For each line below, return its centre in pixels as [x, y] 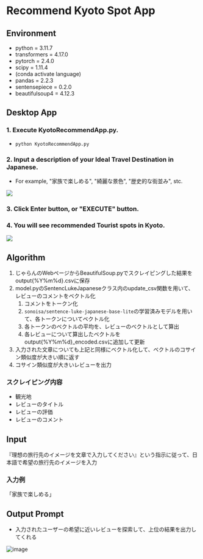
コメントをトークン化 [51, 304]
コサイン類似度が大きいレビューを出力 [63, 365]
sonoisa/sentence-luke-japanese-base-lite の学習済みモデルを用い [108, 311]
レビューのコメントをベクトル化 [55, 296]
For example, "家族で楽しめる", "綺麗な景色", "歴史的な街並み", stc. [99, 181]
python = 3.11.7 [34, 48]
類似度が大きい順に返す [50, 357]
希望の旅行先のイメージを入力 [60, 462]
